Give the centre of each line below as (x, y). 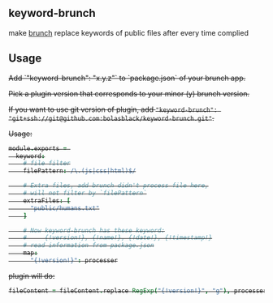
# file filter (47, 164)
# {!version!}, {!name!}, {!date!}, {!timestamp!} (118, 238)
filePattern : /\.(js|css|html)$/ (80, 171)
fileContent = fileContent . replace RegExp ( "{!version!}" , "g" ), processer (138, 291)
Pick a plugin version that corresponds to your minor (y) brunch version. (129, 93)
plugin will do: (32, 275)
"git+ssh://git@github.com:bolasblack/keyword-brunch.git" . (111, 117)
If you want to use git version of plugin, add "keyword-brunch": (113, 109)
